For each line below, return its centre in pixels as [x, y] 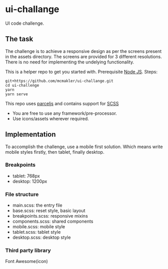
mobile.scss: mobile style [39, 227]
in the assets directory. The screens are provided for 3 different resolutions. [84, 56]
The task [19, 39]
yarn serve [17, 94]
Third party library [28, 250]
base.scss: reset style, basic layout [49, 211]
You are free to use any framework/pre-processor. [65, 113]
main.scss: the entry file [37, 206]
